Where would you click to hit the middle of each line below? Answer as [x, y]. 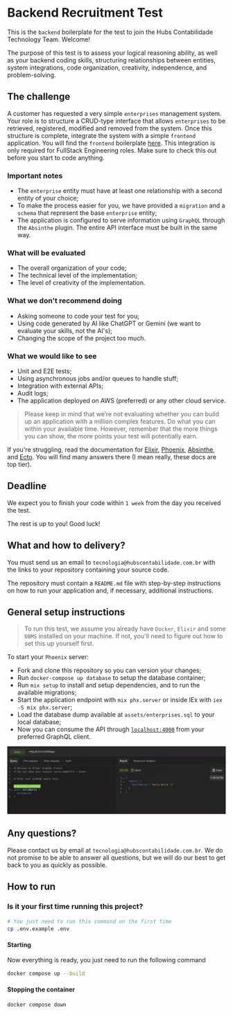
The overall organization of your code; [72, 268]
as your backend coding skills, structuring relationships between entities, [112, 60]
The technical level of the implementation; [77, 275]
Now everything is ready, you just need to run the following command [106, 960]
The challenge [39, 97]
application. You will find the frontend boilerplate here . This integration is [111, 143]
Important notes [35, 176]
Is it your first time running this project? [75, 907]
